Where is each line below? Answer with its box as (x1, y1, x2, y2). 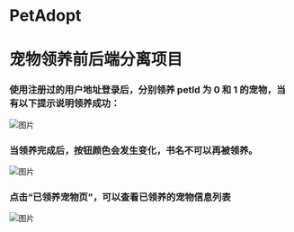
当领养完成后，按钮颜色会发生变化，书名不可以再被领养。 (9, 144, 258, 156)
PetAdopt (9, 5, 82, 26)
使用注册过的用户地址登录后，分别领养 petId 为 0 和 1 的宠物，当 (9, 84, 286, 96)
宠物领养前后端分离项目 (9, 49, 183, 70)
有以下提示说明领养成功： (9, 97, 120, 110)
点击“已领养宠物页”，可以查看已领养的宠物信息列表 (9, 191, 231, 203)
